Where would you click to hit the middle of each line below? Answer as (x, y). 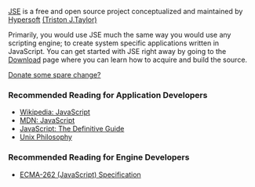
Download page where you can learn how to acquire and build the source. (128, 59)
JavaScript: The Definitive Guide (72, 129)
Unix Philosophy (46, 137)
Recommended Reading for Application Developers (108, 95)
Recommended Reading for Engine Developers (99, 157)
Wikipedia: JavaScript (55, 112)
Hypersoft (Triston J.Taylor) (53, 20)
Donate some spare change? (55, 75)
